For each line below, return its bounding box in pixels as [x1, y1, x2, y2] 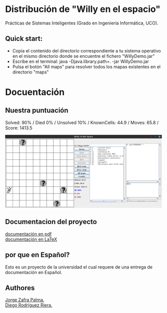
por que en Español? [5, 251, 70, 259]
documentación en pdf [5, 231, 52, 237]
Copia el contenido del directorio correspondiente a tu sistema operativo [12, 47, 161, 53]
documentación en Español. [5, 269, 63, 275]
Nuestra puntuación [5, 106, 69, 115]
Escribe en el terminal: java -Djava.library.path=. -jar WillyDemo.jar [12, 58, 149, 64]
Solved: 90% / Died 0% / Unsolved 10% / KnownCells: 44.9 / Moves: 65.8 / [5, 119, 159, 125]
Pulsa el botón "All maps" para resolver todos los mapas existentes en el [12, 63, 161, 69]
